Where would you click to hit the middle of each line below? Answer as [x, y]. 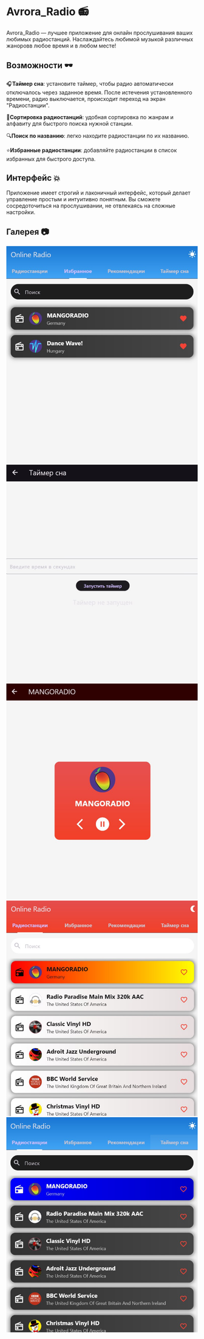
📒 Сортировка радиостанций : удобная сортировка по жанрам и [90, 117]
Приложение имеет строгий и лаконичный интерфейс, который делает [98, 193]
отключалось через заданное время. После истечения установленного [99, 92]
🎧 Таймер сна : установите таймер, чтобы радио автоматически [90, 83]
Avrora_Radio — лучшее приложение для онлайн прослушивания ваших [100, 33]
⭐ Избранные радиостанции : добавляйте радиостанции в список [92, 150]
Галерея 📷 [28, 232]
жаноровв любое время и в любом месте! [61, 46]
